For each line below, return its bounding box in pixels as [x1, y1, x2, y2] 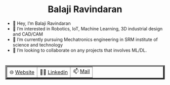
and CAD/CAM [12, 31, 43, 37]
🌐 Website [10, 68, 34, 75]
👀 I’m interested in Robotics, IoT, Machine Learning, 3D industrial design [12, 25, 163, 31]
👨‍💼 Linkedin [39, 68, 68, 75]
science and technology [12, 41, 63, 48]
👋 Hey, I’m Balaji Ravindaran [12, 20, 71, 26]
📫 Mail [73, 68, 90, 75]
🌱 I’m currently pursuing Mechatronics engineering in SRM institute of [12, 36, 158, 42]
